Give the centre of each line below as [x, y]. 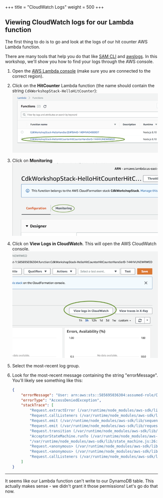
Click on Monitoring [32, 160]
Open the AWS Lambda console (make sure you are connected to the [81, 71]
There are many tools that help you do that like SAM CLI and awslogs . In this [81, 56]
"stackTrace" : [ [37, 405]
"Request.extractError [53, 411]
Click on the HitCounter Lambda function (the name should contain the [83, 85]
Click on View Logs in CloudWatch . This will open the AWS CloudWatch [84, 244]
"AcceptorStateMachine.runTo [59, 436]
